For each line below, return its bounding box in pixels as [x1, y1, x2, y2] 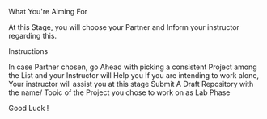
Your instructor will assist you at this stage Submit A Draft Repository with [8, 80, 254, 88]
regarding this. [8, 31, 57, 40]
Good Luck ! [8, 104, 49, 113]
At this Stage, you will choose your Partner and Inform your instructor [8, 23, 240, 31]
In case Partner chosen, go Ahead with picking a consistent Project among [8, 62, 257, 72]
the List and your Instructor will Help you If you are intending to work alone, [8, 71, 260, 80]
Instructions [8, 47, 49, 55]
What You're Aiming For [8, 7, 87, 16]
